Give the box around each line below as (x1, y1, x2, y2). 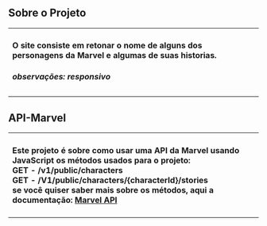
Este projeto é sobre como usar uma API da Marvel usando (12, 144, 240, 155)
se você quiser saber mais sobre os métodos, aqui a (12, 184, 215, 195)
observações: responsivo (12, 71, 111, 82)
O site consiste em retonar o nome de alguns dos (12, 40, 203, 51)
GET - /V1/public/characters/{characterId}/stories (12, 174, 209, 186)
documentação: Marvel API (12, 194, 118, 205)
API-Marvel (8, 111, 67, 124)
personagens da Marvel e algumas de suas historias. (12, 50, 217, 61)
